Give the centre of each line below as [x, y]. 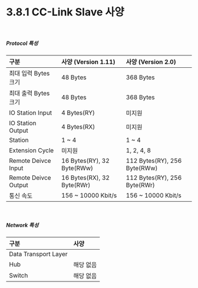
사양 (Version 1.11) [89, 61]
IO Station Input [31, 113]
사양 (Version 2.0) [151, 61]
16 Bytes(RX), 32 [86, 178]
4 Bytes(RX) [78, 126]
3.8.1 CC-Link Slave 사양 [65, 12]
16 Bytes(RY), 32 [86, 161]
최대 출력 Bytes [29, 93]
